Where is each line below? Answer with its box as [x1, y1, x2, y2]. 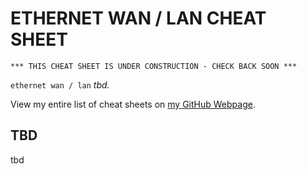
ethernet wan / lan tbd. [10, 78, 110, 91]
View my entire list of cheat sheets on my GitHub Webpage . [10, 98, 256, 110]
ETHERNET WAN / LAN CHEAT [10, 7, 267, 30]
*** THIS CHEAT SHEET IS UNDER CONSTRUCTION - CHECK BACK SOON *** [10, 61, 298, 71]
